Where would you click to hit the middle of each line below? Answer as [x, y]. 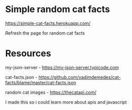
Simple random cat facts [58, 9]
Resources [28, 53]
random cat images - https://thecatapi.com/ [51, 92]
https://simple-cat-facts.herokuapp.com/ [48, 23]
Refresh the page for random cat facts [45, 33]
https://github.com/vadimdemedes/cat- [80, 77]
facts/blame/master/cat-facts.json [41, 82]
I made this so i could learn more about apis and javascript [66, 102]
